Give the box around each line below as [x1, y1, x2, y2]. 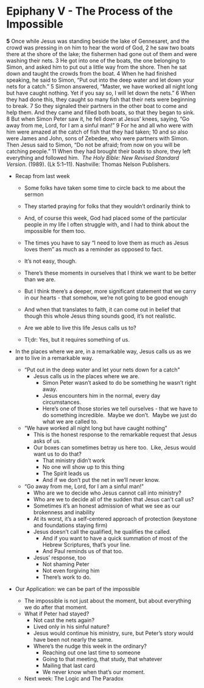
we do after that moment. [24, 603, 88, 611]
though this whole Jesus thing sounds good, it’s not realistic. [24, 312, 177, 320]
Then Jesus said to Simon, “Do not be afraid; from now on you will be [6, 141, 181, 148]
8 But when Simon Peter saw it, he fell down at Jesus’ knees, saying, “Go [6, 115, 190, 123]
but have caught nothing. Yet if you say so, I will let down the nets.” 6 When [6, 89, 196, 96]
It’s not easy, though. [24, 257, 77, 265]
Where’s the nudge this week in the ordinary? [33, 642, 147, 650]
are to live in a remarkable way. [15, 354, 94, 361]
